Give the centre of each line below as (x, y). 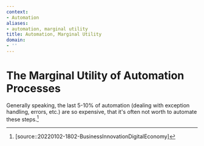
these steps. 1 (23, 119)
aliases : (17, 23)
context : (17, 12)
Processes (33, 89)
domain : (16, 40)
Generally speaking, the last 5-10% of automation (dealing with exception (98, 105)
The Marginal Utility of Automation (95, 76)
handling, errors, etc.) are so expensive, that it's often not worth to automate (102, 111)
